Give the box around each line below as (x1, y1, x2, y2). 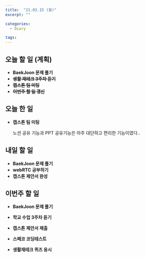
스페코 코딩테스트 (12, 236, 47, 242)
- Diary (10, 26, 26, 31)
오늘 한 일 (5, 105, 33, 113)
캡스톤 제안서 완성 (12, 173, 48, 179)
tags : (5, 35, 17, 40)
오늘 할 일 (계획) (5, 55, 52, 64)
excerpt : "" (5, 12, 30, 17)
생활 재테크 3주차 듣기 (12, 75, 56, 81)
